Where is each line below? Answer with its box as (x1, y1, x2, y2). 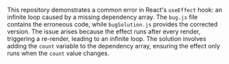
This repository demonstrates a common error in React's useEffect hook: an (7, 6, 223, 14)
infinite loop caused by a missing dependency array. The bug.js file (7, 13, 198, 21)
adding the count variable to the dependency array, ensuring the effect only (7, 42, 221, 50)
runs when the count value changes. (7, 49, 110, 57)
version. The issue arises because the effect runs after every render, (7, 27, 201, 35)
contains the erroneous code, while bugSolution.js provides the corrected (7, 20, 218, 28)
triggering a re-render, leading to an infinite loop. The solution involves (7, 35, 207, 43)
